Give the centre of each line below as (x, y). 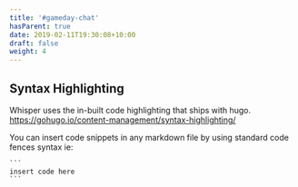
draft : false (34, 43)
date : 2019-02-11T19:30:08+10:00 (73, 34)
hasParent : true (40, 26)
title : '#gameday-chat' (55, 18)
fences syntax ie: (41, 147)
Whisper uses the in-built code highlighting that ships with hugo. (130, 110)
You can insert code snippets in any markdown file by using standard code (149, 137)
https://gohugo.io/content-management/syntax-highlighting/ (123, 120)
